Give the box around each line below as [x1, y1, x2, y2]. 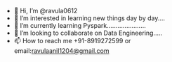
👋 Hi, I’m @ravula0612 [13, 7, 78, 15]
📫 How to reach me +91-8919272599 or [13, 37, 131, 45]
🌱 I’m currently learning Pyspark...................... [13, 22, 146, 29]
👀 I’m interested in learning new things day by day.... [13, 14, 166, 22]
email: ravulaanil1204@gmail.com [13, 47, 110, 55]
